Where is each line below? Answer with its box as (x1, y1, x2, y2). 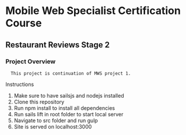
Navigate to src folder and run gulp (13, 117, 99, 124)
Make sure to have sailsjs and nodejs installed (13, 92, 124, 99)
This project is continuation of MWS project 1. (10, 70, 131, 77)
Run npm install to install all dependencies (13, 104, 115, 112)
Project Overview (5, 57, 56, 65)
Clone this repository (13, 98, 65, 105)
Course (5, 16, 42, 30)
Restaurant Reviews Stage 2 (5, 40, 110, 50)
